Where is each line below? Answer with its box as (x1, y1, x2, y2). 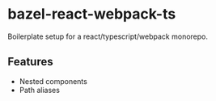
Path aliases (19, 85, 60, 95)
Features (7, 55, 53, 69)
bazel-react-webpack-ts (7, 5, 176, 23)
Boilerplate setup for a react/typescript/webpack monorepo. (7, 32, 208, 41)
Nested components (19, 76, 88, 86)
